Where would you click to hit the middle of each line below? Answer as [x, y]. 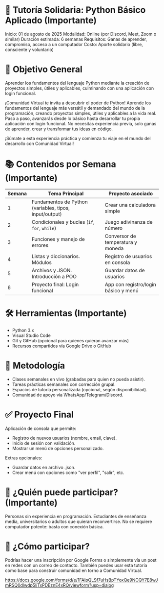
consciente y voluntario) [29, 49]
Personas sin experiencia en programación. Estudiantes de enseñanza [76, 516]
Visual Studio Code [31, 335]
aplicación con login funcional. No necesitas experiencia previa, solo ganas [81, 123]
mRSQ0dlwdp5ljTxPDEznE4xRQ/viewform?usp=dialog [60, 585]
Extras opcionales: [24, 458]
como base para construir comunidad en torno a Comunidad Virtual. [74, 570]
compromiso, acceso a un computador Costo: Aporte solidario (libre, [74, 44]
